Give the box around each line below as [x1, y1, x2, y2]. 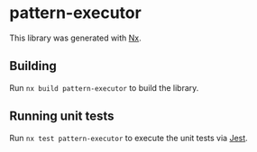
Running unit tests [9, 109, 115, 124]
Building [9, 58, 57, 74]
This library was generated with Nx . [9, 32, 142, 43]
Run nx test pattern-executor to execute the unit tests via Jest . [9, 132, 248, 143]
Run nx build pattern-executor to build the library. [9, 82, 199, 93]
